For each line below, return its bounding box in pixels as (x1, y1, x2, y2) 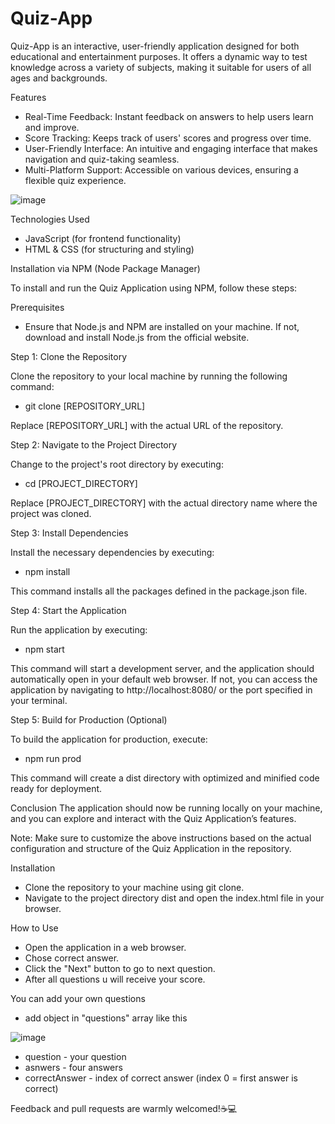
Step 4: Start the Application (10, 604, 127, 616)
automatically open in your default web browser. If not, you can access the (10, 673, 318, 685)
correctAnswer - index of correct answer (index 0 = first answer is (24, 1072, 298, 1084)
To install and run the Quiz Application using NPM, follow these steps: (10, 282, 298, 294)
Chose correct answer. (24, 952, 120, 964)
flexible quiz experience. (24, 174, 127, 186)
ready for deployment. (10, 782, 103, 794)
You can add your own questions (10, 992, 146, 1004)
